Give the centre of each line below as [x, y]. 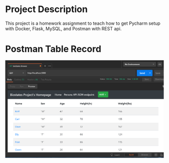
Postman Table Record [53, 49]
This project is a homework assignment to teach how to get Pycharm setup [83, 23]
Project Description [47, 9]
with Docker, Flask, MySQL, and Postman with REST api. [63, 28]
